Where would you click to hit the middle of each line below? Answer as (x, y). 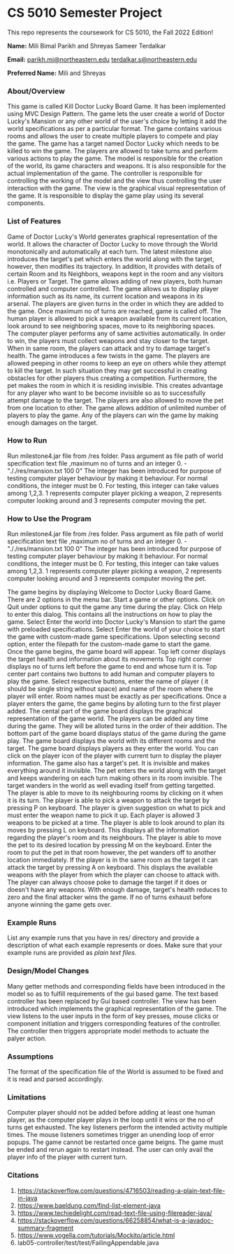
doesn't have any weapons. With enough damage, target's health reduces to (117, 890)
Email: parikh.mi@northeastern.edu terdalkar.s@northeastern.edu (102, 59)
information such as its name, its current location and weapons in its (105, 296)
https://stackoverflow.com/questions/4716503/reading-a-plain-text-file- (121, 1190)
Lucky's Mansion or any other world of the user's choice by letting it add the (117, 121)
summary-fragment (45, 1227)
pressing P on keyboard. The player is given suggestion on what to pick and (116, 808)
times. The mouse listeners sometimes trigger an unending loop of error (111, 1135)
